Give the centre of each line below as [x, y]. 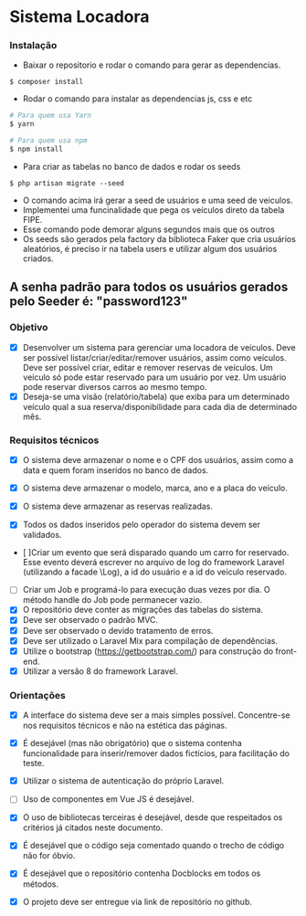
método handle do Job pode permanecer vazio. [112, 600]
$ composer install [47, 82]
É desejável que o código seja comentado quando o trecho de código [153, 846]
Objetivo [29, 328]
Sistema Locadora [79, 17]
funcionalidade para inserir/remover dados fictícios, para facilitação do [156, 753]
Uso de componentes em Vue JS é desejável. [108, 799]
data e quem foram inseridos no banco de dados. [116, 470]
